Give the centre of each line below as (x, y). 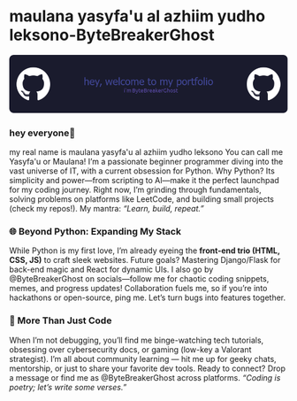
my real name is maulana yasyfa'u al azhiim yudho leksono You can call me (146, 152)
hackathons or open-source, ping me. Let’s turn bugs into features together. (148, 297)
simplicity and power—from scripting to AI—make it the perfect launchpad (145, 181)
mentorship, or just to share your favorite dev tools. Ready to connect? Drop (147, 368)
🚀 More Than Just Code (61, 320)
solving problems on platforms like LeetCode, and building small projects (141, 199)
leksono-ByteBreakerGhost (112, 35)
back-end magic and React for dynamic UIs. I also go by (111, 270)
